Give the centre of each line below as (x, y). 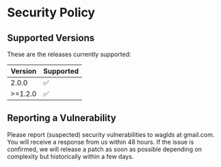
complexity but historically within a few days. (70, 156)
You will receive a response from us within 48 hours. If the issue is (101, 142)
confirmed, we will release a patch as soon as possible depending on (104, 149)
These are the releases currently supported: (69, 54)
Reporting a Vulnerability (62, 118)
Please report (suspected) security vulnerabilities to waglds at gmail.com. (111, 134)
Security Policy (51, 13)
